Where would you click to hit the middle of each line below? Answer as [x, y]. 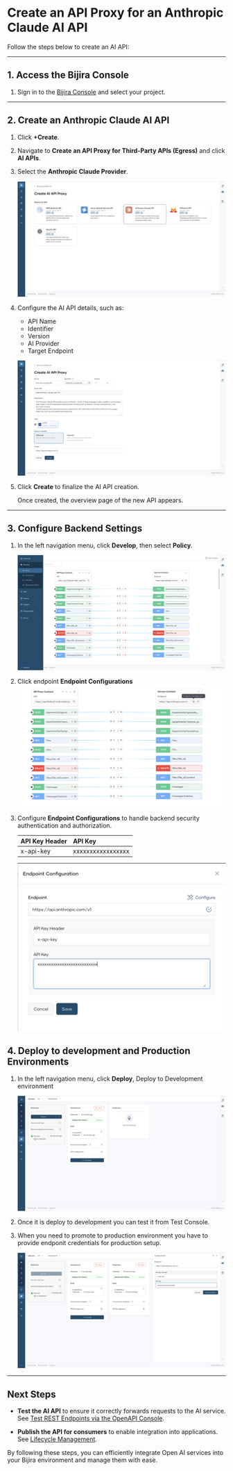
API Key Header [44, 841]
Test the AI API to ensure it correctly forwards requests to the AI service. [121, 1411]
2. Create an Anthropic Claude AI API [88, 121]
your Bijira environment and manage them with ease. [83, 1460]
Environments [38, 1062]
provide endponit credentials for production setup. [89, 1243]
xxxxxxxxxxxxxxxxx [101, 851]
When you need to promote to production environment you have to [112, 1235]
